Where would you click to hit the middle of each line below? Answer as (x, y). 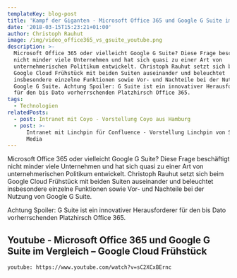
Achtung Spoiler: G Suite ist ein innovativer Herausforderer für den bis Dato (117, 210)
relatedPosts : (28, 112)
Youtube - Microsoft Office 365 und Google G (109, 240)
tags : (15, 100)
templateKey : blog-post (42, 14)
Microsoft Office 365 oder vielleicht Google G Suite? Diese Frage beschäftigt (119, 159)
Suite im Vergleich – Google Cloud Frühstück (107, 251)
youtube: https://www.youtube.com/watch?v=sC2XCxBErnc (90, 267)
